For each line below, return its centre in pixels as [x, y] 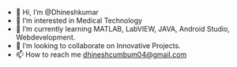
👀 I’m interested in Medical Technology [79, 20]
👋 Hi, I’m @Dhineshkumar [57, 12]
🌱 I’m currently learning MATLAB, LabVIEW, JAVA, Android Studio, [123, 29]
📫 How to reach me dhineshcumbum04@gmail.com [101, 54]
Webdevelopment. [45, 37]
